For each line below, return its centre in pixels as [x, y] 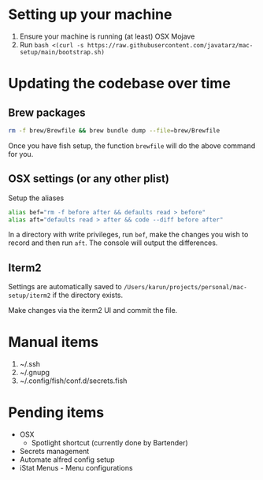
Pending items [56, 413]
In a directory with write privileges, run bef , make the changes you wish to [128, 235]
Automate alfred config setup [67, 460]
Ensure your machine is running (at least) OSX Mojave [107, 36]
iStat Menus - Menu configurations [76, 468]
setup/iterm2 [30, 296]
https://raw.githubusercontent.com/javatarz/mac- [170, 45]
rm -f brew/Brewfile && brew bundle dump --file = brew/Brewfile [114, 130]
